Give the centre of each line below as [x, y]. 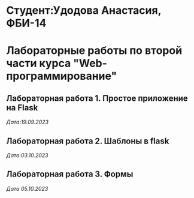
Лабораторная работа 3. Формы [70, 174]
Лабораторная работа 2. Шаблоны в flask [88, 141]
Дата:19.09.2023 [28, 122]
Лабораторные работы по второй [94, 51]
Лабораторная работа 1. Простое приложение [97, 98]
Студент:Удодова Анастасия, [84, 10]
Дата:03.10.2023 [27, 155]
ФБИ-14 [26, 23]
